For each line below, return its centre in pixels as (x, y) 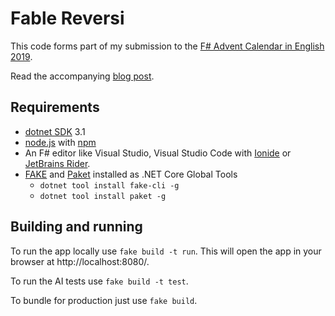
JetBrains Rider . (57, 163)
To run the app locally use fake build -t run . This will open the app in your (166, 251)
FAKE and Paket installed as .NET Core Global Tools (131, 174)
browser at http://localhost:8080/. (80, 261)
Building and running (76, 227)
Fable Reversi (67, 18)
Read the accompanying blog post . (82, 76)
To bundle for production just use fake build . (104, 300)
